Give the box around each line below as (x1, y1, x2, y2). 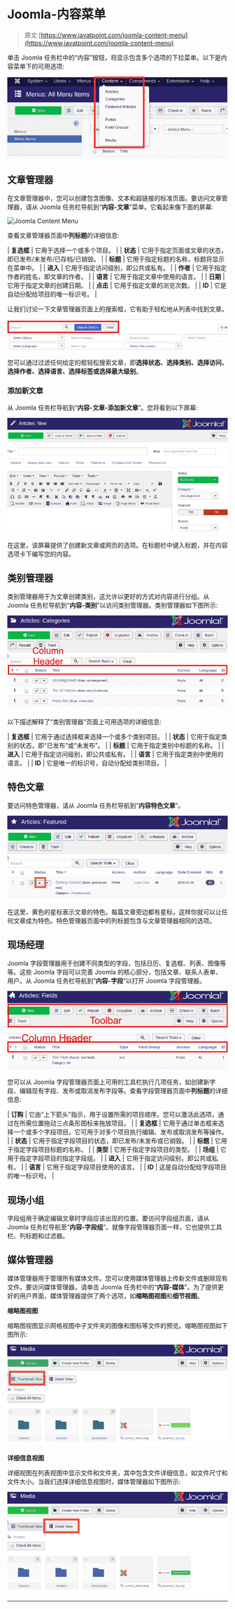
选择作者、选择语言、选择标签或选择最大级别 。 (7, 367, 142, 375)
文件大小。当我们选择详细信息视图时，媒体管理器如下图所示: (7, 1477, 181, 1486)
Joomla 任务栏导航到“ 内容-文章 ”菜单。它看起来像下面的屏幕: (39, 203, 214, 211)
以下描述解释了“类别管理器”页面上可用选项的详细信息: (7, 717, 162, 726)
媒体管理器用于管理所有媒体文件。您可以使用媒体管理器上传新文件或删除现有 (7, 1274, 228, 1282)
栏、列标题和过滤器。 (7, 1232, 69, 1240)
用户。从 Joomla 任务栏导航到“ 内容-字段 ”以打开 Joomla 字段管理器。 (7, 976, 206, 985)
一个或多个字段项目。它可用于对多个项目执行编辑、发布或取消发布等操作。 (13, 1128, 228, 1136)
